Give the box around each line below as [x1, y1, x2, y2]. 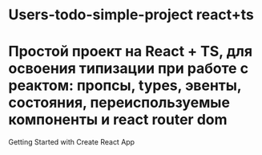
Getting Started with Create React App [8, 137, 135, 147]
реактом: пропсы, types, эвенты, [8, 76, 242, 95]
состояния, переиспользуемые [8, 94, 231, 112]
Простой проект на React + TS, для [8, 43, 253, 61]
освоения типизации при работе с [8, 59, 249, 78]
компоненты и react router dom [8, 111, 228, 129]
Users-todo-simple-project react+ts [8, 6, 255, 24]
